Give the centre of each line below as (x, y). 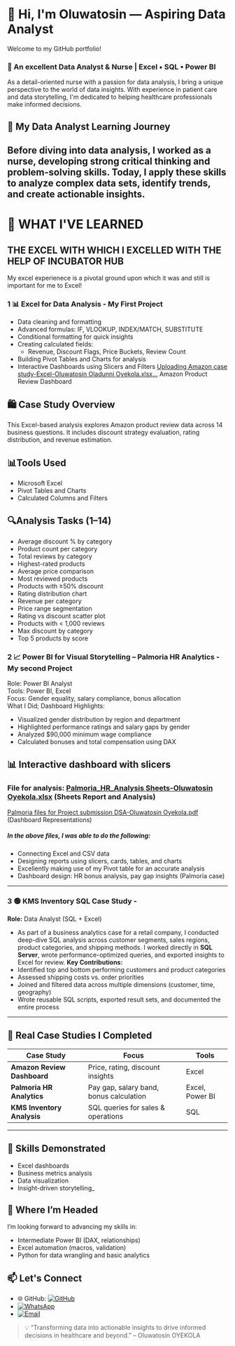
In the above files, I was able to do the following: (79, 836)
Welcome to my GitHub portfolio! (54, 48)
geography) (34, 992)
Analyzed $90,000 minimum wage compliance (84, 734)
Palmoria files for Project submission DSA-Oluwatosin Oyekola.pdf (103, 812)
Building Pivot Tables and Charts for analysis (82, 359)
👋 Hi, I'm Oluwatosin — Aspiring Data (116, 14)
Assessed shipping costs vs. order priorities (81, 977)
